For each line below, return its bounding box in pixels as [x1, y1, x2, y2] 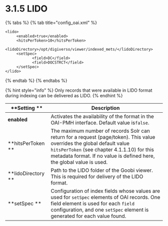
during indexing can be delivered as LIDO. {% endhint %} [5, 92, 123, 98]
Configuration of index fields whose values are [50, 187, 160, 194]
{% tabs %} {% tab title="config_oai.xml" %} [5, 20, 97, 26]
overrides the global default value [50, 140, 130, 147]
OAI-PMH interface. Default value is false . [50, 119, 149, 126]
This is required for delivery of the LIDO [50, 173, 143, 180]
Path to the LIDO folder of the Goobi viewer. [50, 166, 153, 173]
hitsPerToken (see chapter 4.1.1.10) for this [50, 146, 154, 153]
